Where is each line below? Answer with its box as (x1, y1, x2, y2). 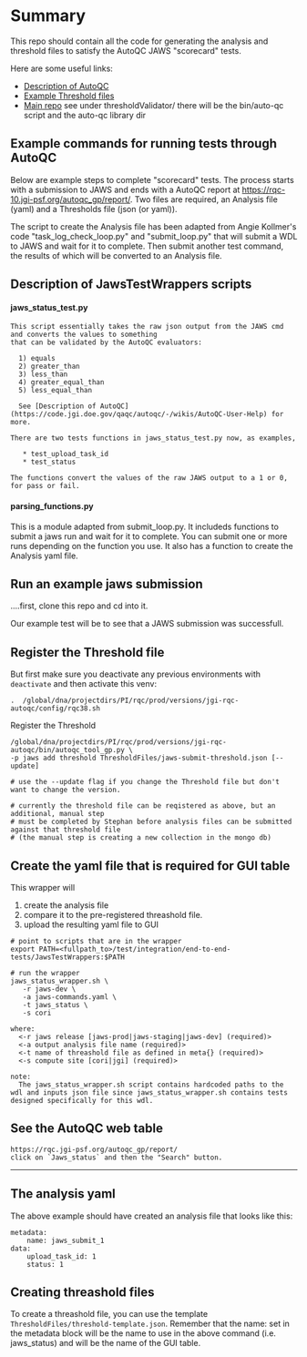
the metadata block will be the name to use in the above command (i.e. (10, 1328, 277, 1339)
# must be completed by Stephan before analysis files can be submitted (10, 817, 292, 827)
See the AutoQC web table (10, 1121, 163, 1137)
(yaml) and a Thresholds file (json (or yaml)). (10, 203, 178, 214)
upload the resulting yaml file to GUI (23, 919, 159, 930)
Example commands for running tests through (10, 136, 277, 151)
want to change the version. (10, 785, 121, 795)
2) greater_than (18, 362, 80, 372)
